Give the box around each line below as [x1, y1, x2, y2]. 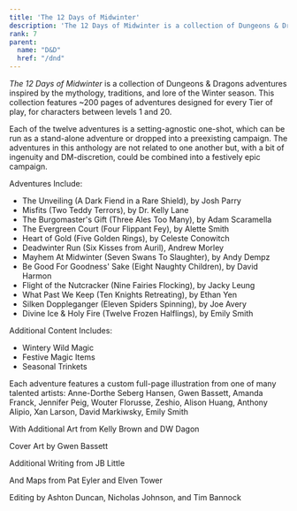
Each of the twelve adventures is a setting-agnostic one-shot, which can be [9, 124, 286, 133]
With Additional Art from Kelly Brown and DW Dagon [9, 423, 200, 434]
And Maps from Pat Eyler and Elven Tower [9, 475, 164, 485]
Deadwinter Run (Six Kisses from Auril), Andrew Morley [21, 242, 224, 253]
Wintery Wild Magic [21, 342, 95, 353]
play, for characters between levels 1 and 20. [9, 107, 172, 117]
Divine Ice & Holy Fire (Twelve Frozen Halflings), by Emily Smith [21, 309, 254, 318]
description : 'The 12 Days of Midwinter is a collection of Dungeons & [9, 21, 278, 30]
